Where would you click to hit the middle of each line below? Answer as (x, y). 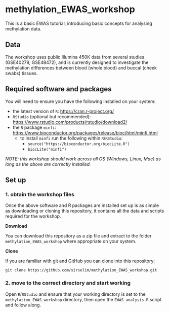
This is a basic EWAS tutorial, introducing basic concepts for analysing (79, 23)
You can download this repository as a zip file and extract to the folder (78, 236)
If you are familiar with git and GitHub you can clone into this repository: (80, 261)
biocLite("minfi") (47, 149)
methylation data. (23, 28)
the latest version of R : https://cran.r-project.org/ (63, 111)
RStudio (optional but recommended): (52, 116)
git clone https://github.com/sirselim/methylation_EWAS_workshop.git (81, 270)
